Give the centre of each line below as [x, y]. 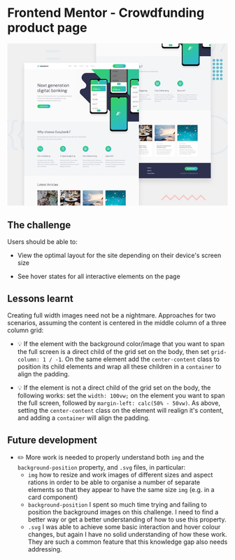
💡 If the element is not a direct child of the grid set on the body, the [114, 388]
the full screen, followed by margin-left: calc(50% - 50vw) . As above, [119, 403]
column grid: [26, 330]
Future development [52, 440]
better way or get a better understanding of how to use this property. [127, 519]
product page [47, 28]
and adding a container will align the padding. [84, 418]
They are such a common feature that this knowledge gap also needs [128, 542]
